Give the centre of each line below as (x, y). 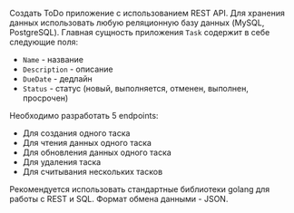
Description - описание (68, 69)
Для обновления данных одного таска (97, 152)
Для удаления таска (62, 162)
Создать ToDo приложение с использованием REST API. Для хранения (147, 13)
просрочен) (45, 98)
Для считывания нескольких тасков (93, 172)
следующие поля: (44, 42)
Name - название (53, 59)
